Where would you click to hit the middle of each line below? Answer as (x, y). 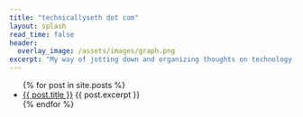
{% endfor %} (48, 104)
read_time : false (42, 34)
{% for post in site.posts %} (74, 85)
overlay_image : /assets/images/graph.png (96, 51)
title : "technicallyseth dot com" (74, 18)
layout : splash (38, 26)
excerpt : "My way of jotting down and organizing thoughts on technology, (153, 59)
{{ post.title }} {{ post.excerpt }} (81, 94)
